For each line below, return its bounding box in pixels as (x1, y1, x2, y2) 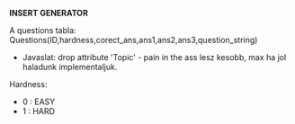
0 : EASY (22, 96, 56, 107)
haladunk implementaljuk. (22, 62, 118, 72)
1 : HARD (22, 106, 56, 116)
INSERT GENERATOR (9, 8, 88, 18)
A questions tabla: (9, 25, 76, 35)
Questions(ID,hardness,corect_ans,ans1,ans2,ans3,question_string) (9, 35, 258, 45)
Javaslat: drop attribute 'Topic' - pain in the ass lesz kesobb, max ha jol (22, 52, 287, 62)
